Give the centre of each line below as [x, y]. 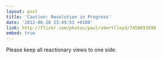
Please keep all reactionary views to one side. [61, 50]
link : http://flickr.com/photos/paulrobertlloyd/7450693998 [81, 28]
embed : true [21, 33]
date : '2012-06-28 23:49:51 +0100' [50, 22]
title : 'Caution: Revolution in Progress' [59, 17]
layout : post [22, 11]
